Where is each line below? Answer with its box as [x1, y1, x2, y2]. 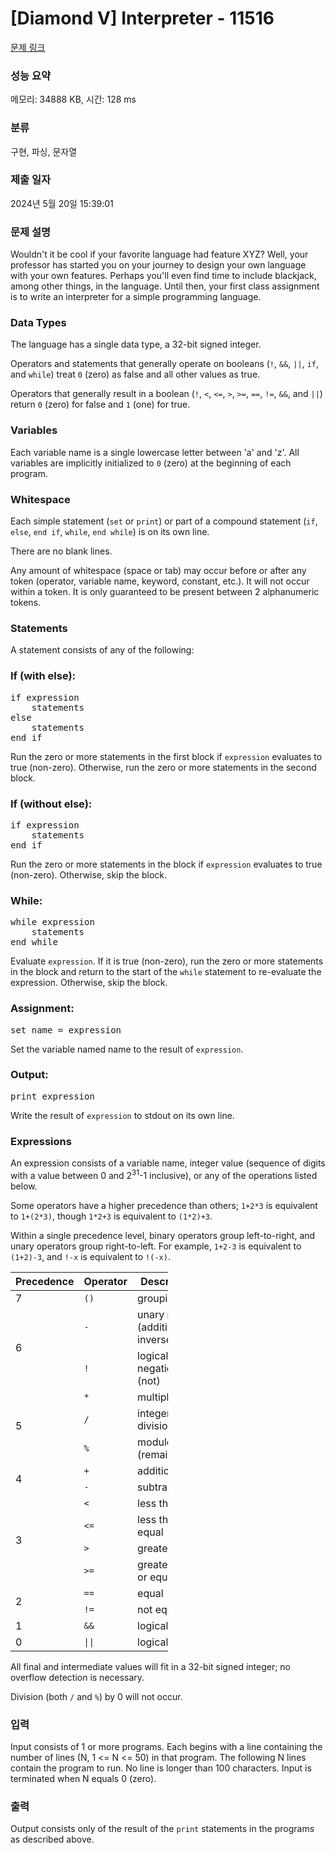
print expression [10, 1090, 95, 1102]
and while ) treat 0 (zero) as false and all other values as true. [10, 368, 261, 381]
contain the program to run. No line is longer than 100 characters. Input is [10, 1762, 312, 1774]
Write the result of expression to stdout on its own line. [10, 1109, 235, 1121]
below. [10, 1180, 38, 1192]
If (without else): [10, 797, 93, 811]
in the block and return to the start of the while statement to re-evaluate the [10, 966, 322, 978]
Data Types [10, 316, 67, 330]
